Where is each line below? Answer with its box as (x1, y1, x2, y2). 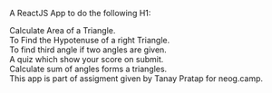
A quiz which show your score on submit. (9, 54, 164, 64)
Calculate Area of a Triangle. (9, 25, 116, 35)
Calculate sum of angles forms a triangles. (9, 63, 168, 74)
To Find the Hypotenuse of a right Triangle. (9, 35, 170, 45)
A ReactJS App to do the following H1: (9, 8, 151, 18)
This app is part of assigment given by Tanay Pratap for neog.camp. (9, 73, 264, 84)
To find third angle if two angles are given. (9, 44, 168, 55)
